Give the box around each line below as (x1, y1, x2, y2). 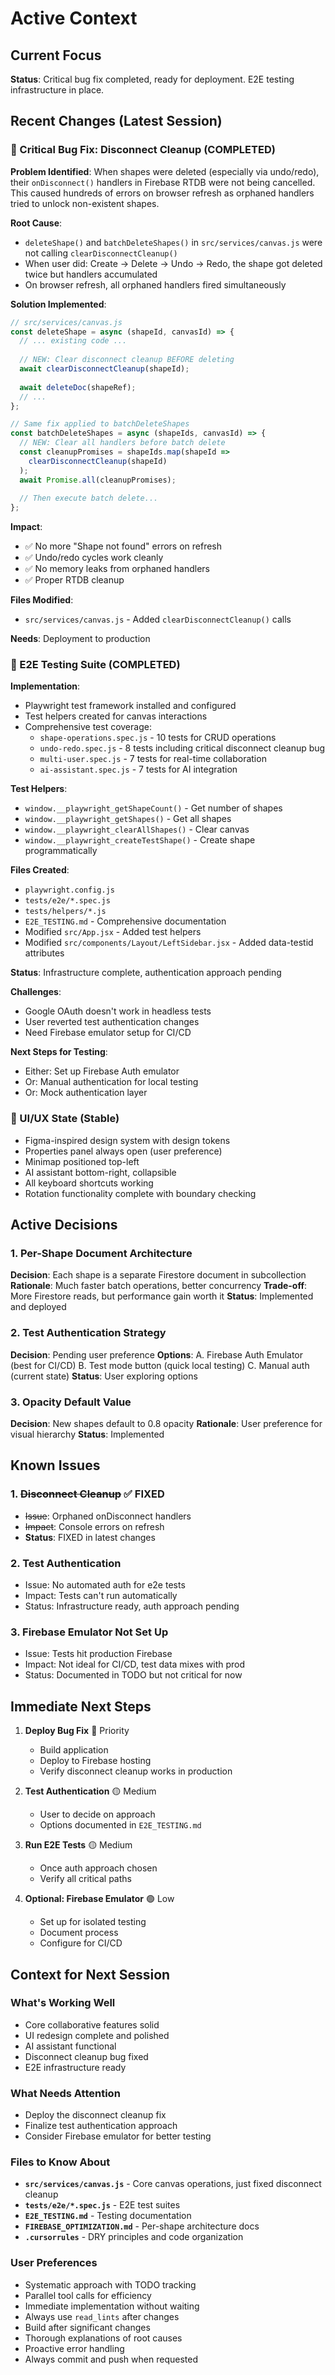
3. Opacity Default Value (10, 1395, 132, 1409)
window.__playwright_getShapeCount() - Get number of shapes (24, 802, 283, 814)
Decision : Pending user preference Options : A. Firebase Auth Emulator (10, 1348, 304, 1361)
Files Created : (10, 864, 70, 876)
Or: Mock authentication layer (24, 1087, 148, 1099)
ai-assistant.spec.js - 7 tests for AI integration (39, 763, 238, 776)
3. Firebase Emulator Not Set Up (10, 1625, 169, 1639)
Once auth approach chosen (39, 1862, 158, 1874)
